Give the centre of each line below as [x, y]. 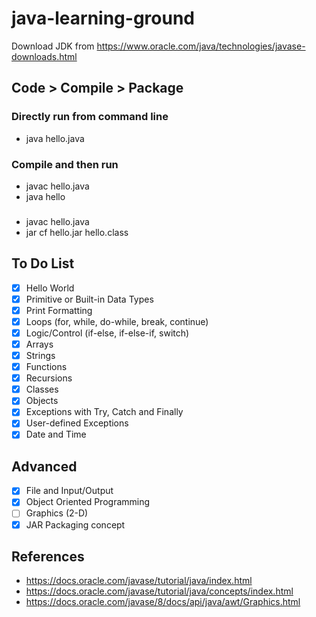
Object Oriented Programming [88, 502]
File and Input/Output [69, 491]
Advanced [44, 466]
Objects [42, 401]
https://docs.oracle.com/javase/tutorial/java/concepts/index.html [159, 591]
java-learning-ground [103, 18]
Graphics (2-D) [57, 513]
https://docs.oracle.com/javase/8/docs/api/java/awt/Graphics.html [163, 602]
